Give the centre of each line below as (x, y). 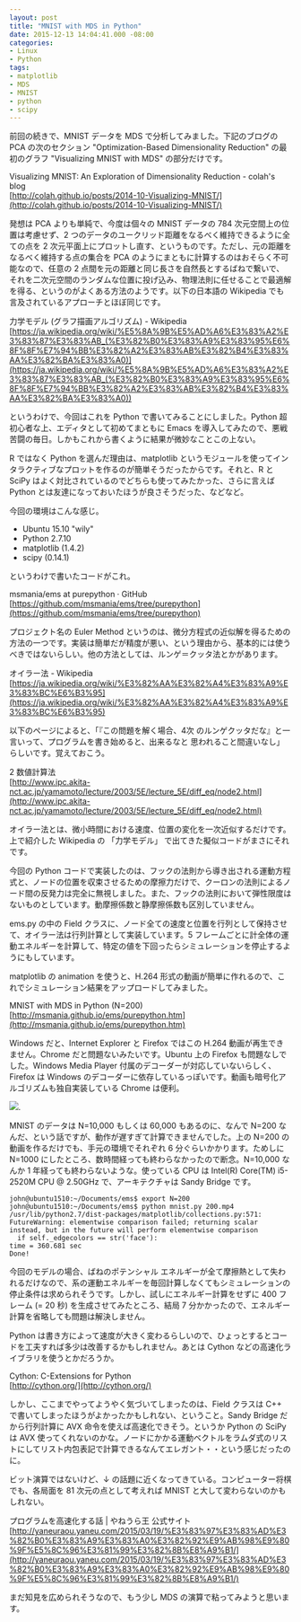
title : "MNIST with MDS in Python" (76, 26)
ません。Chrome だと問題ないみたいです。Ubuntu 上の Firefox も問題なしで (148, 1054)
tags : (19, 68)
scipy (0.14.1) (46, 558)
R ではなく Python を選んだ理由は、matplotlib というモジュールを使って (141, 458)
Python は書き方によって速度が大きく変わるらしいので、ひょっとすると (141, 1336)
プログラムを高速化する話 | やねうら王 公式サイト (100, 1521)
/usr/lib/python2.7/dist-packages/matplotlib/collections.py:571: (136, 1215)
